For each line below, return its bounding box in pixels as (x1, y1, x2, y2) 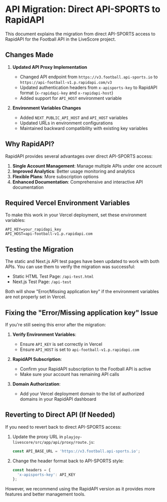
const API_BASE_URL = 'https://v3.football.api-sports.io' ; (12, 448, 140, 454)
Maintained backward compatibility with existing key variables (19, 125, 148, 131)
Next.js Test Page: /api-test (12, 279, 71, 285)
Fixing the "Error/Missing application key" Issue (5, 308, 158, 317)
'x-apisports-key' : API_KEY (17, 472, 76, 477)
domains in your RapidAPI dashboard (19, 396, 96, 402)
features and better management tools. (5, 491, 86, 497)
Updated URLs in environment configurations (19, 119, 113, 126)
